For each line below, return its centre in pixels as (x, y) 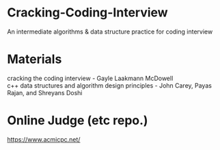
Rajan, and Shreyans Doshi (45, 92)
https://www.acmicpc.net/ (44, 139)
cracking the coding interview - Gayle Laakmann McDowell (90, 78)
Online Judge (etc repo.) (78, 121)
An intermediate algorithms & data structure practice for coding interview (110, 32)
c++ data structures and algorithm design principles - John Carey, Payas (109, 85)
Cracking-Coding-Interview (88, 13)
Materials (35, 59)
